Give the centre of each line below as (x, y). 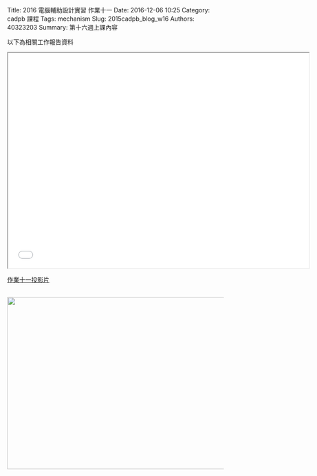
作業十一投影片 (28, 280)
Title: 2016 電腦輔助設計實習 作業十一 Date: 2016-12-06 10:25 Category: (109, 10)
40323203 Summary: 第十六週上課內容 (63, 27)
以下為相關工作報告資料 (40, 42)
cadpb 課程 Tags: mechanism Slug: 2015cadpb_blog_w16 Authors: (101, 19)
